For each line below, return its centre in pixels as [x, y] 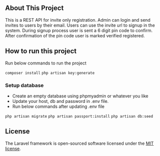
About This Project [34, 8]
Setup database [25, 85]
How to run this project [41, 51]
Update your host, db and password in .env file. [60, 101]
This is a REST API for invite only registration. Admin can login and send [78, 20]
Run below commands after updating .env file [58, 106]
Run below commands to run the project [46, 63]
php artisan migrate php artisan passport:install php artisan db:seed [79, 116]
